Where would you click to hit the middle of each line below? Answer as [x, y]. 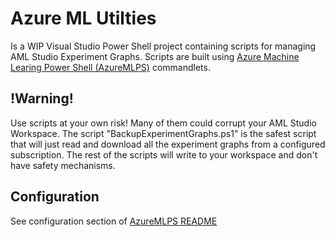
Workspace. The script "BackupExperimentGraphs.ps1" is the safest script [163, 133]
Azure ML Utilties [83, 18]
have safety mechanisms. [63, 165]
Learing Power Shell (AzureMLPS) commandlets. [110, 67]
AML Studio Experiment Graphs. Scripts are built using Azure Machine [155, 56]
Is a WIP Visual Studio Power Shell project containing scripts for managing [163, 46]
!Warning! [42, 98]
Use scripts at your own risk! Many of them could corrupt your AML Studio [163, 123]
